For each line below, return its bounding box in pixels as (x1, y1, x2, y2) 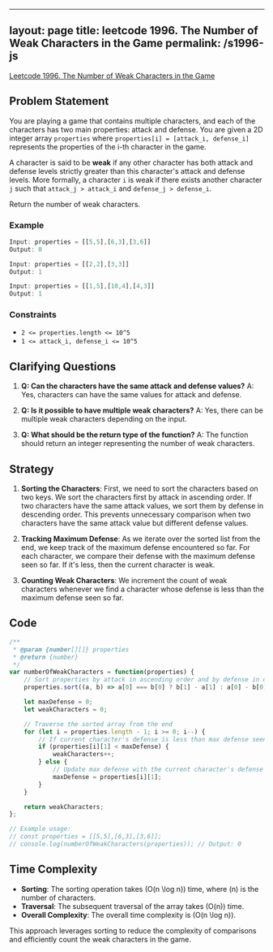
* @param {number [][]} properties (12, 645, 130, 654)
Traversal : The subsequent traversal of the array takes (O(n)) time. (20, 901, 245, 911)
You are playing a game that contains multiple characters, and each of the (9, 115, 256, 126)
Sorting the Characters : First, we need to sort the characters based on (20, 484, 258, 494)
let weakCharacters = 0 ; (23, 705, 108, 713)
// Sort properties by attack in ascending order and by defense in (23, 676, 260, 684)
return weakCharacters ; (23, 803, 105, 811)
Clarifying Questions (9, 359, 117, 374)
